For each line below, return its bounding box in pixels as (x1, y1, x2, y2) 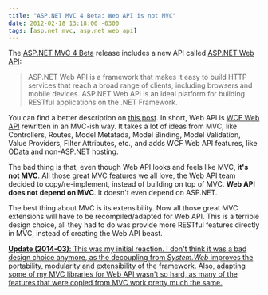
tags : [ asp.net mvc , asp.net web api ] (8, 26, 137, 34)
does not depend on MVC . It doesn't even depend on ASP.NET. (8, 188, 218, 198)
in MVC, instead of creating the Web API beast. (8, 229, 164, 238)
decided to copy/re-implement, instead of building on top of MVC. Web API (8, 179, 255, 189)
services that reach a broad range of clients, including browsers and (27, 81, 253, 90)
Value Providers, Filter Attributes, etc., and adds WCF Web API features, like (8, 139, 258, 148)
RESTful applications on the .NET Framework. (27, 97, 178, 108)
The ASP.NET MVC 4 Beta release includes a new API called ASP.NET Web (8, 49, 254, 58)
